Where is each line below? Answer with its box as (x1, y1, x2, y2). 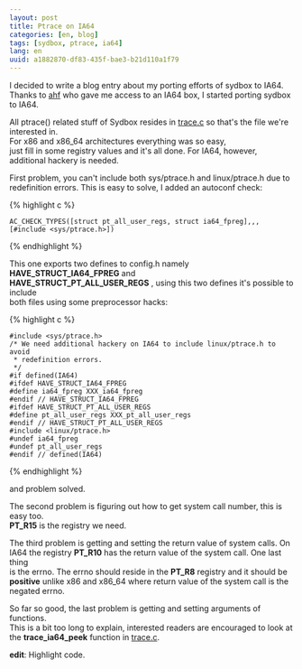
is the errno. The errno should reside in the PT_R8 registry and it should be (9, 566, 288, 577)
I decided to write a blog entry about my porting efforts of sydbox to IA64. (9, 80, 284, 90)
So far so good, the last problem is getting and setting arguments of (9, 603, 261, 614)
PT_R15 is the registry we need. (9, 520, 127, 531)
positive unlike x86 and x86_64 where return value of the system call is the (9, 576, 289, 587)
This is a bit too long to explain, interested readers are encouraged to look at (9, 622, 293, 633)
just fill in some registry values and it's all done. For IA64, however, (9, 145, 258, 156)
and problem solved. (9, 484, 86, 494)
